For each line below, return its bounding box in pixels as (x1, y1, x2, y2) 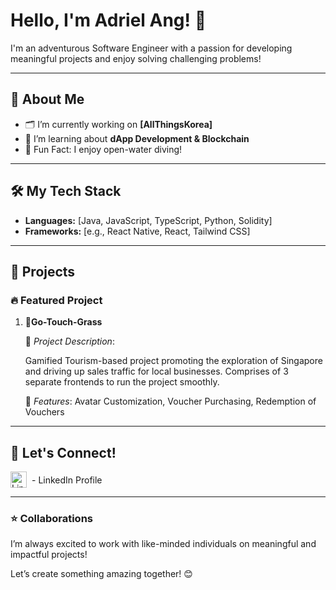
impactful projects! (10, 549, 88, 561)
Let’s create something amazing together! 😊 (10, 568, 193, 580)
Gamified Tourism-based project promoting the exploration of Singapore (24, 355, 323, 367)
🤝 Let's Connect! (10, 444, 117, 461)
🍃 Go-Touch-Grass (24, 316, 103, 328)
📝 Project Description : (24, 335, 115, 348)
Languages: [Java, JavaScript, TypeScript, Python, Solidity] (24, 214, 273, 226)
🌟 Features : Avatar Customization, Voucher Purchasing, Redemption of (24, 395, 317, 408)
